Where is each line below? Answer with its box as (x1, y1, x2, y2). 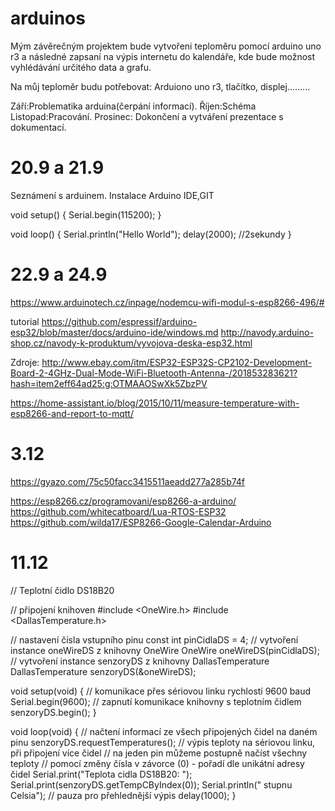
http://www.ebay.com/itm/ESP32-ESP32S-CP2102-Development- (41, 356, 313, 368)
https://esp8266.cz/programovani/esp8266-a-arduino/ (10, 495, 237, 507)
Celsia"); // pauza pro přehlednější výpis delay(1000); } (10, 789, 237, 801)
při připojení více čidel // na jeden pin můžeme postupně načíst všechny (10, 747, 308, 759)
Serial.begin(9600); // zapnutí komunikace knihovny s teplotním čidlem (10, 695, 302, 707)
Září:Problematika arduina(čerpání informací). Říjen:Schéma (10, 100, 257, 112)
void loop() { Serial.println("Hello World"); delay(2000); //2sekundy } (10, 228, 292, 240)
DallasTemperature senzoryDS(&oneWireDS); (10, 665, 197, 677)
